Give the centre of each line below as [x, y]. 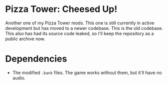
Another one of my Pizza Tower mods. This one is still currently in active [80, 23]
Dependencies [36, 59]
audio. [19, 78]
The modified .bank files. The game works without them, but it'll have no [87, 73]
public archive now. [25, 39]
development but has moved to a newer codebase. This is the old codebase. [84, 28]
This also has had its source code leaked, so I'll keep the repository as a [79, 33]
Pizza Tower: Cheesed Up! [61, 9]
